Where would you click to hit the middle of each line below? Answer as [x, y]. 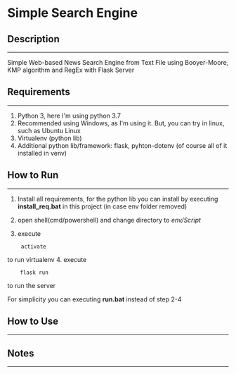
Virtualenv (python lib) [50, 138]
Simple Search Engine [73, 13]
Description [33, 39]
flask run [34, 273]
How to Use [33, 322]
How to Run [33, 175]
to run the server [32, 285]
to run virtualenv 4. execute [47, 259]
